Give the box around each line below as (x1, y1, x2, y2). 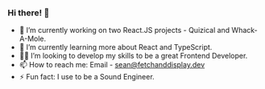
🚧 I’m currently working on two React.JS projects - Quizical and (19, 26, 230, 35)
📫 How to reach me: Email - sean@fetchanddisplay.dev (19, 60, 205, 70)
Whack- (231, 26, 259, 35)
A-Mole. (19, 34, 47, 43)
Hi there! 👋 (7, 7, 50, 18)
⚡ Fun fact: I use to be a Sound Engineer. (19, 72, 155, 82)
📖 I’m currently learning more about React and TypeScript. (19, 42, 213, 52)
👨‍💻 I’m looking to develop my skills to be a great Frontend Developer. (19, 51, 248, 61)
